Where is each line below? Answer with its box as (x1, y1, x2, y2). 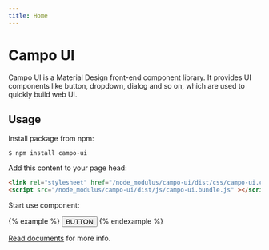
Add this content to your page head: (8, 163, 127, 173)
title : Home (8, 11, 48, 20)
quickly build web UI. (8, 89, 78, 99)
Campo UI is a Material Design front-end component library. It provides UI (8, 73, 252, 82)
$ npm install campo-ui (8, 149, 88, 157)
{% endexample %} (98, 216, 164, 226)
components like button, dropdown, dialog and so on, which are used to (8, 81, 246, 90)
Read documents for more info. (8, 233, 111, 244)
